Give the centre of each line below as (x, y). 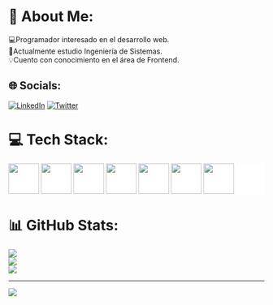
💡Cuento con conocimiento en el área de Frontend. (94, 59)
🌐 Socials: (35, 86)
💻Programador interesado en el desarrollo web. (89, 39)
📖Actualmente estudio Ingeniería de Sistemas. (85, 51)
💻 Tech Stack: (58, 139)
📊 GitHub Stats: (64, 225)
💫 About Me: (51, 17)
